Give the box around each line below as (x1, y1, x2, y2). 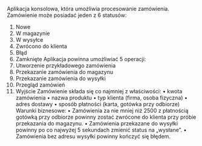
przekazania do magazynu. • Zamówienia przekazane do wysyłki (15, 120, 178, 127)
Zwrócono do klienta (15, 42, 67, 50)
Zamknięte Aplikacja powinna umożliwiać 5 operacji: (15, 56, 146, 62)
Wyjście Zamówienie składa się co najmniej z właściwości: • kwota (15, 88, 183, 95)
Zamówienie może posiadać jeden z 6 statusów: (7, 12, 127, 19)
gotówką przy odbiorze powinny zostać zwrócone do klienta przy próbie (15, 113, 197, 121)
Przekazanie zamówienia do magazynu (15, 68, 114, 75)
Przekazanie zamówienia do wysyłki (15, 75, 106, 82)
